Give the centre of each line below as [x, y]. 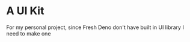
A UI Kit [25, 11]
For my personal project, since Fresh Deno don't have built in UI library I [95, 27]
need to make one [29, 33]
